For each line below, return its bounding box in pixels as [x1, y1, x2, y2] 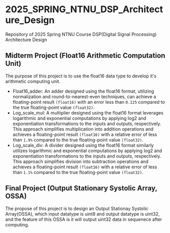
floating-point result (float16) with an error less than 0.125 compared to [12, 99, 165, 105]
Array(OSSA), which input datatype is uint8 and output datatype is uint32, [5, 211, 160, 217]
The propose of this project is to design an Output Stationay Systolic [5, 205, 149, 212]
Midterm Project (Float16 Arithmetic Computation [5, 51, 165, 60]
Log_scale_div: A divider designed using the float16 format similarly [12, 142, 154, 148]
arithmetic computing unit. [5, 78, 61, 84]
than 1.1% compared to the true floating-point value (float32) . [12, 169, 144, 175]
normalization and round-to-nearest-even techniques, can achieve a [12, 93, 156, 100]
